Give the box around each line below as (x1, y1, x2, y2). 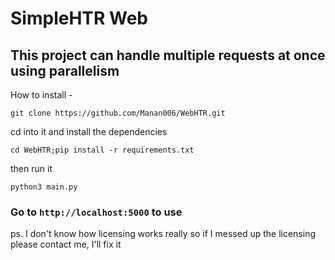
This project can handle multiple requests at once (10, 47, 326, 64)
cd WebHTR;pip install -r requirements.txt (10, 145, 195, 155)
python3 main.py (10, 182, 78, 192)
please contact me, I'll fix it (10, 238, 122, 251)
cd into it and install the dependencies (10, 126, 168, 137)
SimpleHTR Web (10, 7, 149, 30)
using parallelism (10, 62, 120, 79)
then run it (10, 163, 53, 174)
